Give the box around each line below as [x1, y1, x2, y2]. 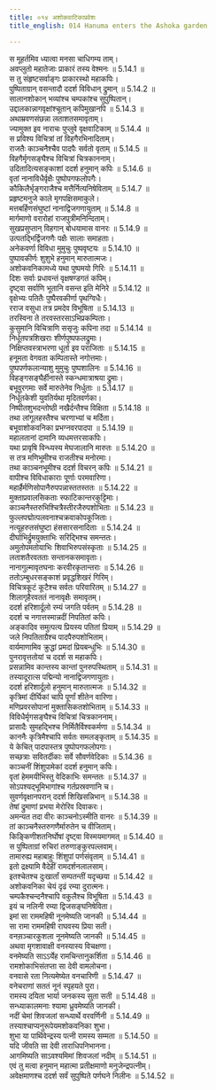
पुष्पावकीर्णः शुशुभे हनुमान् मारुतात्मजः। [9, 253, 113, 263]
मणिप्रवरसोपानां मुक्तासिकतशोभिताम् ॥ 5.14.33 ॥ [9, 701, 149, 712]
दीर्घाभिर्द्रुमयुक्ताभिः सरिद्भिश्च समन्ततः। [9, 532, 117, 542]
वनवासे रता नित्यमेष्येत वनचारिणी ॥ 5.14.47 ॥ [9, 970, 142, 981]
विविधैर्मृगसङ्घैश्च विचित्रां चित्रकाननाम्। [9, 711, 118, 722]
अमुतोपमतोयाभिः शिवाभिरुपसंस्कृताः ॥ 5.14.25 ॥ [9, 541, 147, 552]
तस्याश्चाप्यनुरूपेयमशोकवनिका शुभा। [9, 1020, 111, 1031]
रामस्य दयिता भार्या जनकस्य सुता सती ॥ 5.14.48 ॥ [9, 990, 155, 1001]
